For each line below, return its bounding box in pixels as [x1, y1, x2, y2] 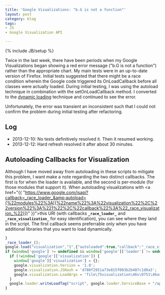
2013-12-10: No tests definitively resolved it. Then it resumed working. [12, 136, 154, 142]
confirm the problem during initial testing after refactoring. [5, 109, 123, 115]
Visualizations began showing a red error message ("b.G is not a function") [5, 62, 157, 68]
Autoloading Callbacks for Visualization [5, 155, 129, 164]
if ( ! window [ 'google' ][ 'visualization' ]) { [9, 254, 100, 259]
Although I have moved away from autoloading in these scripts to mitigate [5, 168, 154, 175]
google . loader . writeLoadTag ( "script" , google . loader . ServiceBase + [9, 281, 151, 286]
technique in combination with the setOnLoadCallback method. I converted [5, 89, 157, 94]
